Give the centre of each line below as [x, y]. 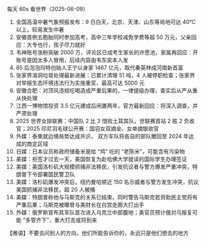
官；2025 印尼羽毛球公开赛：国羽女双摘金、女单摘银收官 [87, 129]
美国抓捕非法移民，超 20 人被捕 [56, 190]
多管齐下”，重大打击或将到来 [61, 220]
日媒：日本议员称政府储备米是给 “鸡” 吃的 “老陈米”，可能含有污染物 [100, 151]
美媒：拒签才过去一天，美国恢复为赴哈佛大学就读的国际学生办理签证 [101, 159]
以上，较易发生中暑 [40, 30]
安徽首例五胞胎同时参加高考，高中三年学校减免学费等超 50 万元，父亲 [103, 37]
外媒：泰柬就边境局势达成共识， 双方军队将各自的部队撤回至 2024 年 [102, 136]
